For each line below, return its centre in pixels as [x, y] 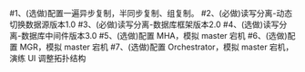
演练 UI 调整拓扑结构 [48, 58]
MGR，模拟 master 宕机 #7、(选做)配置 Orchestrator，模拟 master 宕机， [157, 47]
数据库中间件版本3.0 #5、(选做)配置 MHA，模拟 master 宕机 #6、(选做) [155, 36]
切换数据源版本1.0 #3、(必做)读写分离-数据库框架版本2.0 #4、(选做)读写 [144, 24]
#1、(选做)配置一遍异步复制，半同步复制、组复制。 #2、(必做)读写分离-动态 [151, 13]
